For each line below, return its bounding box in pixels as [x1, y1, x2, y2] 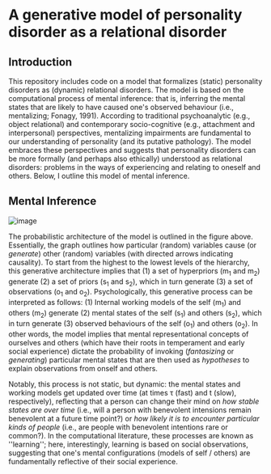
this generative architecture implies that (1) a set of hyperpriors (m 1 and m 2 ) [8, 265, 260, 277]
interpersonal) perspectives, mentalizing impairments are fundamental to [8, 128, 252, 138]
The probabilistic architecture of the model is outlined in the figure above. [8, 231, 253, 241]
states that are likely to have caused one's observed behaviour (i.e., [8, 103, 235, 112]
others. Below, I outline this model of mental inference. [8, 171, 190, 180]
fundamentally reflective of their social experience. [8, 456, 178, 466]
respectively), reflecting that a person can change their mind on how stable [8, 396, 260, 406]
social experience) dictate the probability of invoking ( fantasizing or [8, 346, 235, 356]
